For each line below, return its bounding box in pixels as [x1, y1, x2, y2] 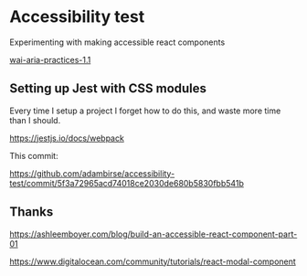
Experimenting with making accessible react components [9, 37, 226, 48]
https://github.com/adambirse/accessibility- [9, 167, 175, 179]
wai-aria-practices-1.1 [9, 54, 91, 65]
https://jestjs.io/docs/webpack [9, 133, 125, 143]
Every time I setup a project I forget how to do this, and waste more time [9, 105, 281, 116]
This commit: [9, 150, 58, 161]
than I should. [9, 114, 61, 125]
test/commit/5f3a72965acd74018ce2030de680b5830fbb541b [9, 177, 245, 188]
